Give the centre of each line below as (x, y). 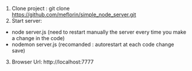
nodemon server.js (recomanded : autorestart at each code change (93, 44)
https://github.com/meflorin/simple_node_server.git (74, 15)
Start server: (27, 21)
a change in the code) (38, 38)
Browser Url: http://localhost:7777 (53, 62)
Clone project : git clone (41, 8)
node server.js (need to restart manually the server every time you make (99, 32)
